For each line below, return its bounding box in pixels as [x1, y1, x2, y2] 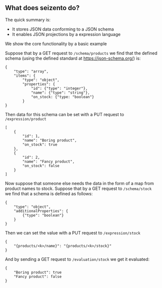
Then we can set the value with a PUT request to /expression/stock [5, 230, 141, 236]
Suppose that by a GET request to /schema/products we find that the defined [5, 50, 158, 56]
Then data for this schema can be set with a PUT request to [5, 111, 125, 117]
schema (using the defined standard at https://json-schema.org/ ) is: [5, 55, 141, 61]
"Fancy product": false [14, 274, 62, 279]
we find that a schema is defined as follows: [5, 190, 93, 196]
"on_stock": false [22, 163, 60, 168]
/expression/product [5, 117, 47, 121]
